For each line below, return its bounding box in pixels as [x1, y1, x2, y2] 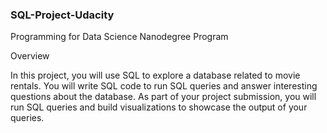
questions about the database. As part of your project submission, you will [10, 91, 317, 103]
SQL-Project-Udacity [10, 8, 115, 22]
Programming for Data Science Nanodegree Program [10, 31, 229, 43]
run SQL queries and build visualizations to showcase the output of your [10, 101, 308, 113]
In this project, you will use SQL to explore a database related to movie [10, 69, 301, 82]
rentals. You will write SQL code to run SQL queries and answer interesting [10, 80, 318, 92]
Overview [10, 50, 50, 62]
